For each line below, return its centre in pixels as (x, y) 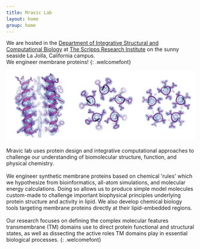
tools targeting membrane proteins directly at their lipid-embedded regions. (99, 208)
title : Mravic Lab (29, 13)
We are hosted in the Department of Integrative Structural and (82, 43)
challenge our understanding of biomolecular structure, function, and (91, 157)
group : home (21, 25)
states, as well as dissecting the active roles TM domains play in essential (97, 233)
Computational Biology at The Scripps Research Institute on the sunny (93, 49)
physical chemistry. (30, 163)
